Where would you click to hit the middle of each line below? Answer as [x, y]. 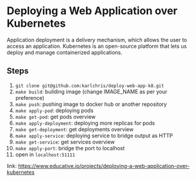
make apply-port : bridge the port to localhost [70, 148]
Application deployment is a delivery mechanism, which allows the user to [97, 40]
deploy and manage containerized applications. [65, 52]
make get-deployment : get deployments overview [74, 129]
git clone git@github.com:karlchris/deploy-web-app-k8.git [90, 86]
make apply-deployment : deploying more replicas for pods [85, 123]
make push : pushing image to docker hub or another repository [91, 104]
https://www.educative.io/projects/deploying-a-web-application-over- [104, 166]
